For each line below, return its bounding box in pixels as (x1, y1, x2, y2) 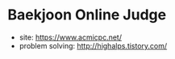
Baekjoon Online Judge (7, 6, 167, 24)
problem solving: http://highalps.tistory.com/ (19, 40, 168, 50)
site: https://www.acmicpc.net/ (19, 32, 123, 42)
